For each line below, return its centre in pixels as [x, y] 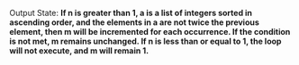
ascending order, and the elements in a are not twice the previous [134, 22]
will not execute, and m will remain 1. [79, 51]
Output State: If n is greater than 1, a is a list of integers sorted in [131, 13]
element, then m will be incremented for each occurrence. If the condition [150, 32]
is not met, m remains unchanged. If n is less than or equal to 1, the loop [145, 41]
